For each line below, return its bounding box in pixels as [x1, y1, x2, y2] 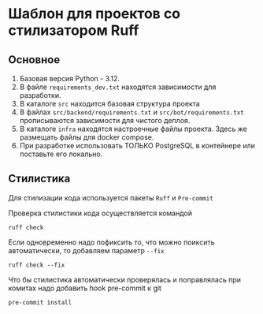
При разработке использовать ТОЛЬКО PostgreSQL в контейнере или [19, 141, 256, 150]
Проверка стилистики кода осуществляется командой [8, 208, 193, 218]
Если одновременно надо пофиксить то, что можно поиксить [8, 237, 215, 247]
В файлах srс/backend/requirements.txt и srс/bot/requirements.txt [19, 107, 244, 117]
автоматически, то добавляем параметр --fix [8, 245, 165, 255]
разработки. [19, 91, 61, 99]
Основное [8, 53, 61, 66]
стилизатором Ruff [8, 21, 139, 39]
